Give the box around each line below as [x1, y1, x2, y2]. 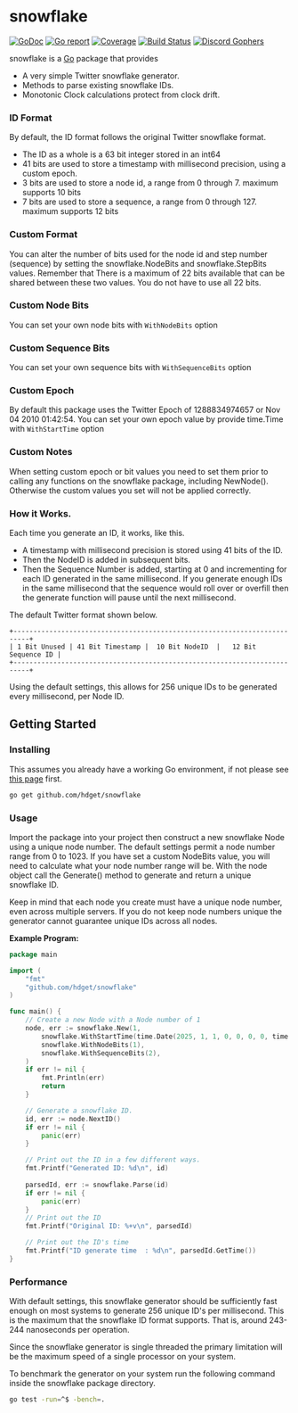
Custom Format [9, 228, 78, 241]
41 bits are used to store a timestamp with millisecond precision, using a [21, 159, 286, 169]
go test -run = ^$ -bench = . [9, 1395, 105, 1404]
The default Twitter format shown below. [9, 609, 158, 621]
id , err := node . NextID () [25, 1114, 122, 1123]
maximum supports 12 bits [21, 206, 119, 217]
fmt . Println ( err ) [41, 1073, 105, 1083]
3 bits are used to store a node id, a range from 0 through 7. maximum [21, 178, 278, 188]
